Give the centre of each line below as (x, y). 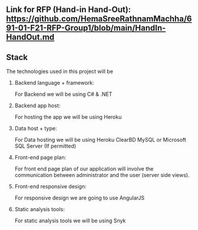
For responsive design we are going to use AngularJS (80, 198)
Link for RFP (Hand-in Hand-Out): (69, 10)
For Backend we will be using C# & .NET (63, 94)
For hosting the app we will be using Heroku (68, 117)
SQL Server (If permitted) (45, 146)
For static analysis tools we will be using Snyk (70, 221)
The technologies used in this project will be (60, 71)
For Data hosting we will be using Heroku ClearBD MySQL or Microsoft (100, 140)
